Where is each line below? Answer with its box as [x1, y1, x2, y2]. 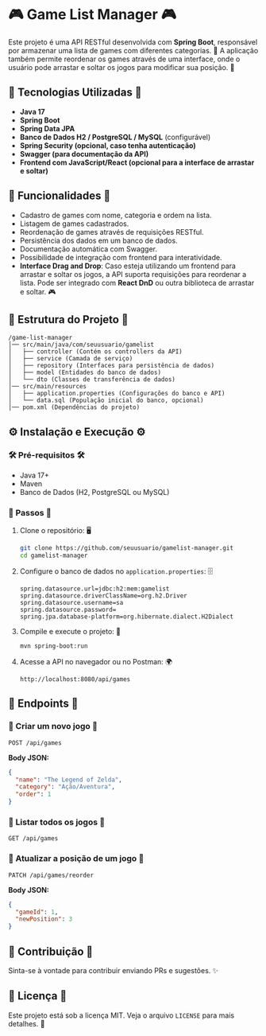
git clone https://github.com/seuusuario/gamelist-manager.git [19, 544, 234, 552]
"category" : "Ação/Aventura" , [15, 783, 115, 791]
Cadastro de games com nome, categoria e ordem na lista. [19, 210, 212, 220]
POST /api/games [8, 738, 62, 747]
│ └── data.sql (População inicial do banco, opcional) [8, 396, 204, 405]
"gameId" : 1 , [15, 908, 59, 916]
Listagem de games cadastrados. [19, 219, 129, 228]
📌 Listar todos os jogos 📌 [8, 816, 106, 828]
